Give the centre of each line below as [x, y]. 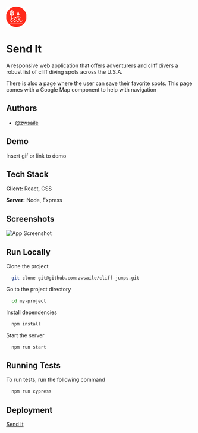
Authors [22, 109]
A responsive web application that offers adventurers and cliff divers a [92, 65]
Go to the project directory [39, 289]
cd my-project [29, 301]
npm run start [29, 347]
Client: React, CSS [29, 189]
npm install [26, 324]
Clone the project [27, 266]
